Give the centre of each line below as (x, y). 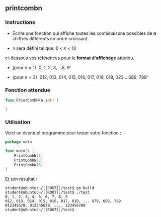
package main (19, 142)
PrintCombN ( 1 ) (29, 156)
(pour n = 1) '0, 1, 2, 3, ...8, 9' (41, 67)
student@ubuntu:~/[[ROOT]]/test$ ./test (48, 193)
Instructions (20, 22)
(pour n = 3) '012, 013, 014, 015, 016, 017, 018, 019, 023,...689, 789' (80, 77)
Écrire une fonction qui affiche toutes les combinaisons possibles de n (84, 33)
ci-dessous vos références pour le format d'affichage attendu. (70, 58)
